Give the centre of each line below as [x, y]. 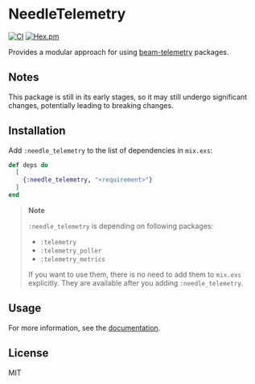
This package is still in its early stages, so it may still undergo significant [128, 97]
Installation [37, 131]
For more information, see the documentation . [84, 328]
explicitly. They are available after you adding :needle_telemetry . [136, 282]
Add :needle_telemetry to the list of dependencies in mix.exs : [111, 150]
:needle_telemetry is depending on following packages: [121, 226]
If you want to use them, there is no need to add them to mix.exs [135, 274]
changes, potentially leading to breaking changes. [91, 105]
